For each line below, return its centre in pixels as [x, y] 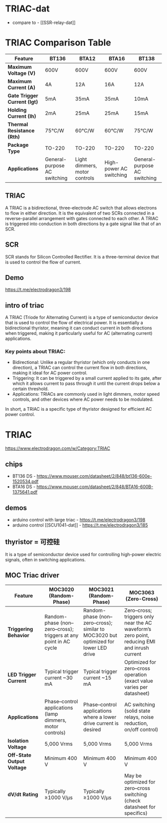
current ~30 [59, 678]
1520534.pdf [25, 482]
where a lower [100, 717]
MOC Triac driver [32, 575]
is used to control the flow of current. [43, 262]
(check [132, 801]
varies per [136, 687]
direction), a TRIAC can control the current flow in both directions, [80, 368]
